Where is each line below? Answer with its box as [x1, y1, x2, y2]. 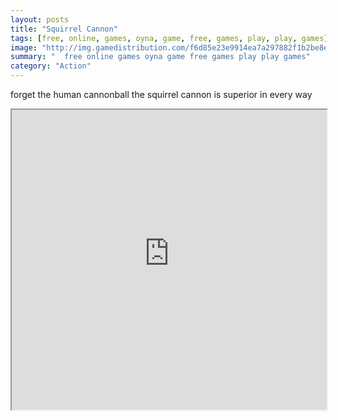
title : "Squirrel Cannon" [10, 24, 118, 34]
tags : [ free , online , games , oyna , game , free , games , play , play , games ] [10, 33, 329, 43]
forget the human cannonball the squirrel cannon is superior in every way [10, 89, 313, 100]
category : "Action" [10, 61, 92, 71]
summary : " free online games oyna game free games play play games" [10, 52, 311, 62]
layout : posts [10, 14, 70, 25]
